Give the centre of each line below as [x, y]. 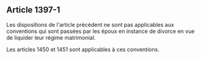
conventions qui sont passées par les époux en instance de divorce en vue [100, 31]
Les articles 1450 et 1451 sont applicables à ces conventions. [83, 49]
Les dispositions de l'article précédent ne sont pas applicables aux [90, 24]
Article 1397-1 [33, 10]
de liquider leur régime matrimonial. [51, 37]
